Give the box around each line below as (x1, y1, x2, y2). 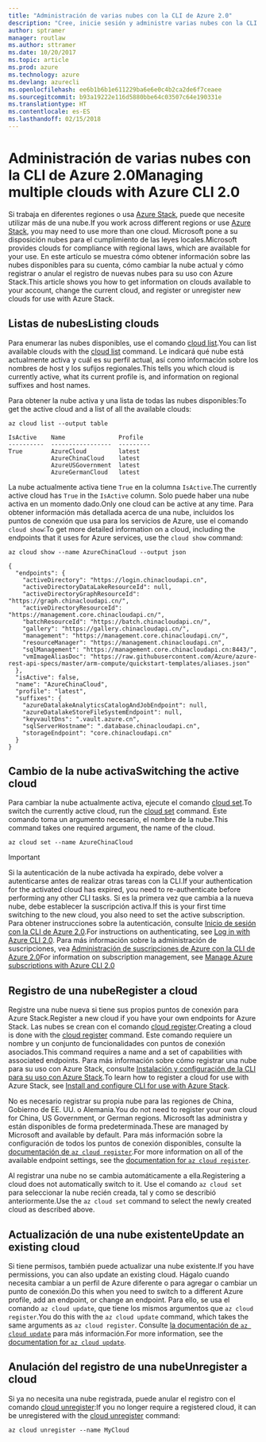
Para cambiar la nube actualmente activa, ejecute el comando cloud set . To (8, 798, 253, 808)
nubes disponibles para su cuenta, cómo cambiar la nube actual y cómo (8, 260, 244, 269)
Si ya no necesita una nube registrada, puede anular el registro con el (8, 1394, 236, 1403)
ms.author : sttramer (8, 41, 77, 49)
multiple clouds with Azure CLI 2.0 (8, 184, 241, 201)
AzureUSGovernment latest (50, 461, 141, 469)
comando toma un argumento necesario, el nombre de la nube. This (8, 815, 229, 824)
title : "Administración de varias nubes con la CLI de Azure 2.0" (8, 11, 233, 20)
